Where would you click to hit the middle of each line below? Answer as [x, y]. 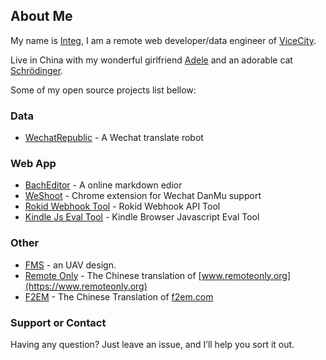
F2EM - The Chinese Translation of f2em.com [119, 296]
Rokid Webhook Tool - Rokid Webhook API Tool [122, 206]
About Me [41, 16]
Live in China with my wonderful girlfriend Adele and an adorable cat [151, 60]
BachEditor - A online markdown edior [103, 185]
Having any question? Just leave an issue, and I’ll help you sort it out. [152, 344]
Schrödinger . [37, 70]
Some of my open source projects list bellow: [103, 90]
